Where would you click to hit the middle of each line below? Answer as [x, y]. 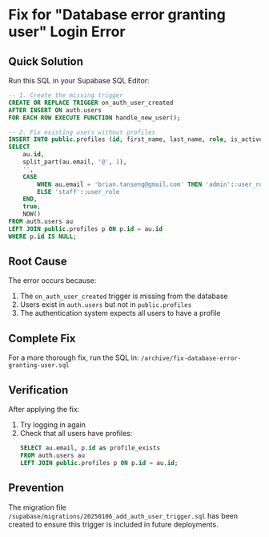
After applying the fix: [44, 410]
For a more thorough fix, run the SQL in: [74, 357]
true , [32, 207]
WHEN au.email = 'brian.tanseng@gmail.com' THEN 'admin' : [136, 184]
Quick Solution [46, 61]
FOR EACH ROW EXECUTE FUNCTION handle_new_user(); [94, 118]
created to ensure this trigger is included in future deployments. [113, 524]
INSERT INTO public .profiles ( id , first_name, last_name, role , [118, 139]
